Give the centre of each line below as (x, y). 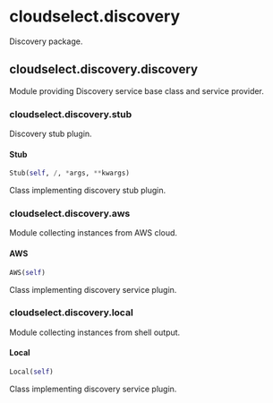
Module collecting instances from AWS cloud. (93, 233)
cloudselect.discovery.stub (71, 114)
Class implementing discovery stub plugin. (88, 191)
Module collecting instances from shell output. (95, 332)
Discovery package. (46, 41)
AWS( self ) (28, 272)
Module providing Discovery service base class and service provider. (136, 90)
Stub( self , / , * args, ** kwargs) (69, 173)
